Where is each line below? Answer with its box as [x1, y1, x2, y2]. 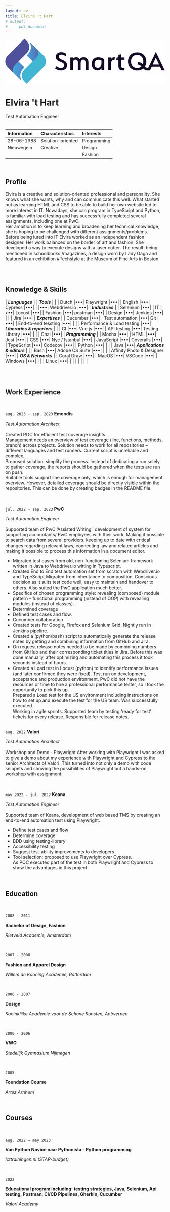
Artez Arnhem [5, 1089, 34, 1095]
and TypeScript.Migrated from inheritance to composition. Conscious [12, 574, 157, 580]
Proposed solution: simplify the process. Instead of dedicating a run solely [5, 458, 160, 465]
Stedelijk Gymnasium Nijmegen [5, 1050, 71, 1056]
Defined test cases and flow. [12, 611, 72, 617]
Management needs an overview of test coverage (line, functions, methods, [5, 437, 163, 443]
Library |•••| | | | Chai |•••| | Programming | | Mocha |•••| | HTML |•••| [5, 331, 157, 337]
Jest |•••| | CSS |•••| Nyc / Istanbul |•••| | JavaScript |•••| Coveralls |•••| [5, 337, 163, 343]
